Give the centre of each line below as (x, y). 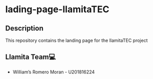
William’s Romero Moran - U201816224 (54, 72)
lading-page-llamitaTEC (57, 9)
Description (24, 28)
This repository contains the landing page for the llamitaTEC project (76, 40)
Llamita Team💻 (31, 57)
